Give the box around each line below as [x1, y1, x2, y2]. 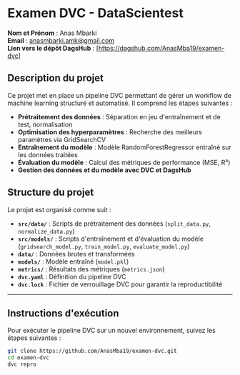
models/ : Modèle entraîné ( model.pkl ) [17, 257, 129, 266]
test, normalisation [17, 120, 73, 129]
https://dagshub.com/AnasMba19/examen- [98, 44, 225, 52]
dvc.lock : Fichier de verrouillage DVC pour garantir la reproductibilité [17, 280, 223, 289]
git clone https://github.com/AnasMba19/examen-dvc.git [7, 348, 177, 355]
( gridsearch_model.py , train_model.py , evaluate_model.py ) [17, 241, 190, 251]
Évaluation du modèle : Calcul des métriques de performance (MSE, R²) [17, 158, 231, 166]
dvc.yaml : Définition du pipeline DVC [17, 272, 126, 281]
